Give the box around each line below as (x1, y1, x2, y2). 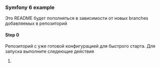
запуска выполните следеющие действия (5, 48, 94, 54)
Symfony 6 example (5, 4, 55, 11)
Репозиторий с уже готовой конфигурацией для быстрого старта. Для (5, 43, 156, 49)
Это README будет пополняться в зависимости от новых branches (5, 15, 148, 21)
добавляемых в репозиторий (5, 20, 67, 26)
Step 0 (5, 32, 19, 38)
